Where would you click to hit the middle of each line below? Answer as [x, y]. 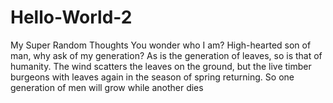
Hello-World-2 [71, 17]
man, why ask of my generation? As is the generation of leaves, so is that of [166, 55]
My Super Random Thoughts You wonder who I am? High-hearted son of [161, 45]
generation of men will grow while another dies [107, 87]
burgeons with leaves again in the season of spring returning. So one [152, 77]
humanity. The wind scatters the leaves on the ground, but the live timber [161, 66]
